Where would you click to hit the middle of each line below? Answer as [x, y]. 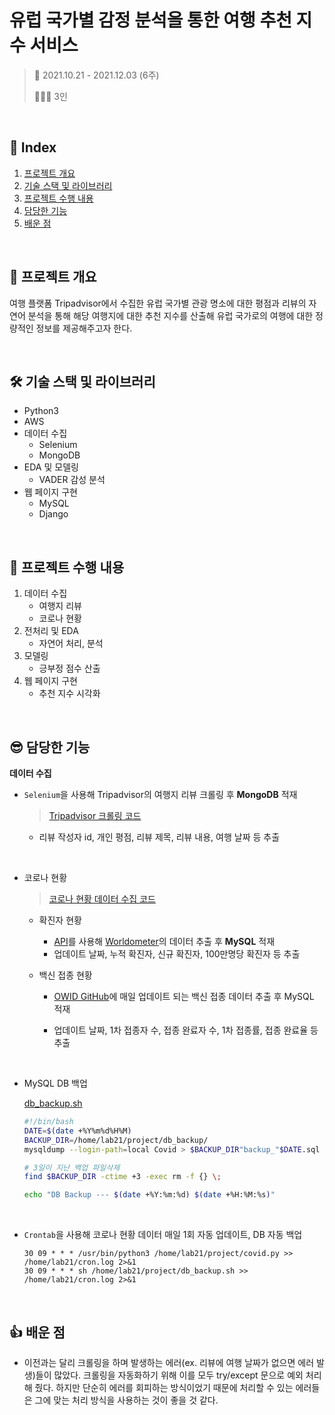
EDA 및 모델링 [51, 467]
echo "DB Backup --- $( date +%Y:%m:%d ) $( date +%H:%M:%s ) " [149, 1195]
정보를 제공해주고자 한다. [84, 328]
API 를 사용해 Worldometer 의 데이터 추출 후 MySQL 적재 [164, 941]
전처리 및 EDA [51, 631]
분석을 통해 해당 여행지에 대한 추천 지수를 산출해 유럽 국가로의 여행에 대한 [170, 315]
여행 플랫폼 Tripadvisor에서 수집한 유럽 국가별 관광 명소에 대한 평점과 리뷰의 [158, 303]
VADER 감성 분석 [72, 480]
